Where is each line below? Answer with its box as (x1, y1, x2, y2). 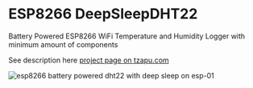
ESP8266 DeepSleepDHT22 (8, 5, 198, 23)
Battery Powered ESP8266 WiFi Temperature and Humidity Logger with (8, 31, 246, 41)
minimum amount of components (8, 39, 118, 49)
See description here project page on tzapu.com (8, 55, 169, 65)
